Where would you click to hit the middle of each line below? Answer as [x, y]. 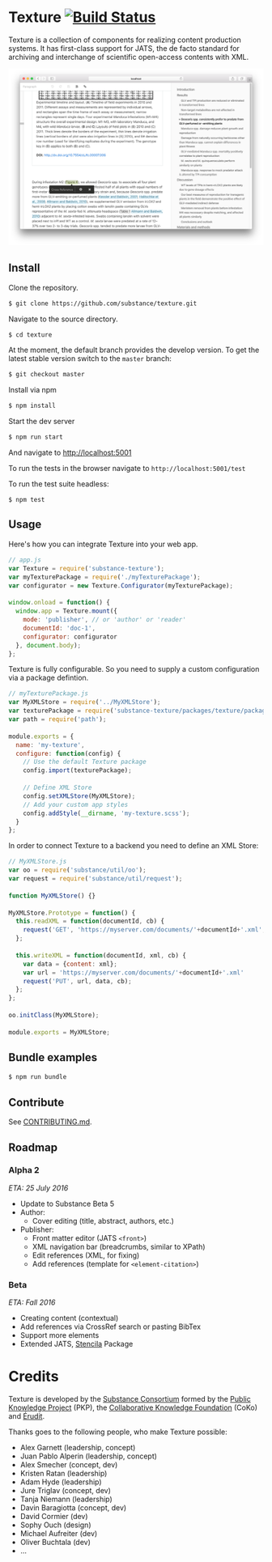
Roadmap [33, 1147]
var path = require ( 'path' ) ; [57, 719]
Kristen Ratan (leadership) [64, 1474]
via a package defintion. [49, 678]
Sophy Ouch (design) [55, 1525]
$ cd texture [30, 335]
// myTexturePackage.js [49, 694]
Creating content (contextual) [69, 1318]
